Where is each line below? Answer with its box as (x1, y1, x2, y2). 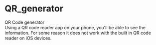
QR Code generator (4, 19, 45, 25)
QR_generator (4, 3, 63, 14)
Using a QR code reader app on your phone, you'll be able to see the (4, 24, 146, 30)
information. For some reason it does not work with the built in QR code (4, 30, 152, 36)
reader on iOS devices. (4, 35, 52, 41)
